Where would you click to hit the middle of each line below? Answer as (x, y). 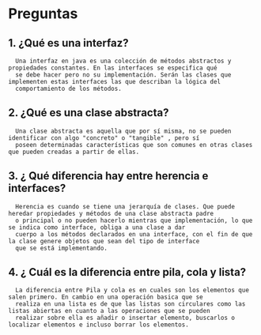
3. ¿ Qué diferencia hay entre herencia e (108, 176)
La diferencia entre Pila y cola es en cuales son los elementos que (132, 290)
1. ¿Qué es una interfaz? (68, 43)
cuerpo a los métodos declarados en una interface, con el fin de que (134, 234)
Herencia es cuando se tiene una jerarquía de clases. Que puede (125, 206)
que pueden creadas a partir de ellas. (74, 152)
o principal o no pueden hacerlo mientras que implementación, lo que (134, 220)
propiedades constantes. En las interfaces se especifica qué (113, 68)
